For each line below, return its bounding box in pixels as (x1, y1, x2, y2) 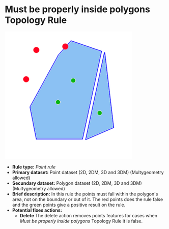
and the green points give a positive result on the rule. (12, 202, 126, 208)
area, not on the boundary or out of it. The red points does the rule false (12, 196, 163, 202)
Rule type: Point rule (12, 164, 56, 170)
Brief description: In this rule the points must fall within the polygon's (12, 191, 158, 197)
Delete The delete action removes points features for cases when (19, 212, 157, 218)
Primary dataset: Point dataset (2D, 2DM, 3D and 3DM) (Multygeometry (12, 169, 164, 175)
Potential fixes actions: (12, 207, 62, 213)
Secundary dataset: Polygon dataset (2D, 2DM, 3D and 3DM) (12, 180, 142, 186)
